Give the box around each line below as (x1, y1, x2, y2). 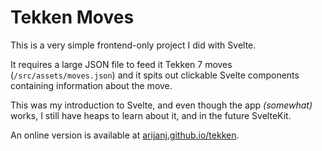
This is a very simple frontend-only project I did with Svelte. (10, 39, 257, 51)
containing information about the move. (10, 79, 173, 91)
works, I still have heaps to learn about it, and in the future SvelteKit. (10, 109, 292, 121)
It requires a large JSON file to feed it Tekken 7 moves (10, 58, 233, 70)
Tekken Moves (10, 6, 135, 29)
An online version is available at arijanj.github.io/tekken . (10, 129, 240, 141)
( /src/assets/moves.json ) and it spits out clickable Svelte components (10, 69, 300, 81)
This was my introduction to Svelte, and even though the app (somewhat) (10, 99, 313, 111)
